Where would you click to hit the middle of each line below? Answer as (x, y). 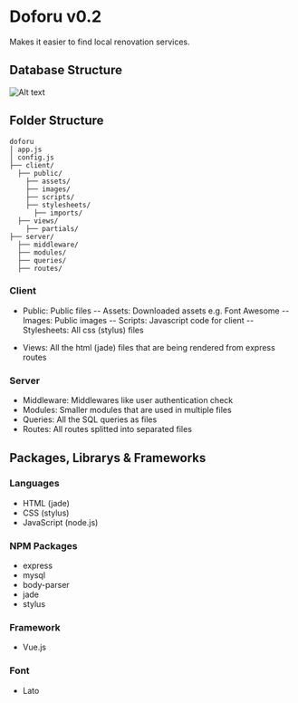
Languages (35, 484)
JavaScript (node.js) (60, 522)
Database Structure (66, 70)
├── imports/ (58, 213)
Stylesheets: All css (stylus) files (83, 330)
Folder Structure (57, 121)
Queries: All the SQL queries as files (90, 419)
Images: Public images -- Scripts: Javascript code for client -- (138, 320)
